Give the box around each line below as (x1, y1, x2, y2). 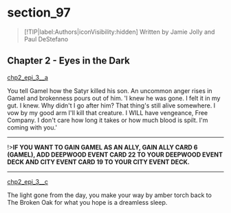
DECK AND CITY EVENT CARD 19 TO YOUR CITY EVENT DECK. (7, 157, 190, 166)
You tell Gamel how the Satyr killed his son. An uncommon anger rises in (7, 86, 212, 94)
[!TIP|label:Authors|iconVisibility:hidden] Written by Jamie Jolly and (23, 28, 215, 36)
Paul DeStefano (23, 34, 69, 43)
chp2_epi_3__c (7, 177, 49, 185)
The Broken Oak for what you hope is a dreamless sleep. (7, 198, 168, 206)
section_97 (7, 5, 71, 21)
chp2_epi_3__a (7, 73, 48, 81)
